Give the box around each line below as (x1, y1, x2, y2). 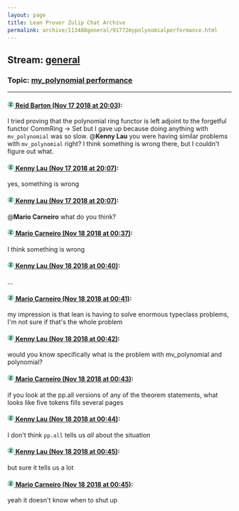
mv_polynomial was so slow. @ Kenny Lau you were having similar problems (7, 132, 228, 140)
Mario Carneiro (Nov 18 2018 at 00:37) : (15, 229, 133, 238)
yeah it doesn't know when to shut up (7, 496, 118, 505)
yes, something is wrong (7, 180, 80, 188)
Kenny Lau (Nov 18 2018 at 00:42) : (15, 334, 120, 343)
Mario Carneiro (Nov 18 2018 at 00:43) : (15, 375, 134, 383)
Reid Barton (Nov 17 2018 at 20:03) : (15, 100, 123, 110)
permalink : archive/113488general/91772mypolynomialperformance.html (7, 26, 218, 33)
